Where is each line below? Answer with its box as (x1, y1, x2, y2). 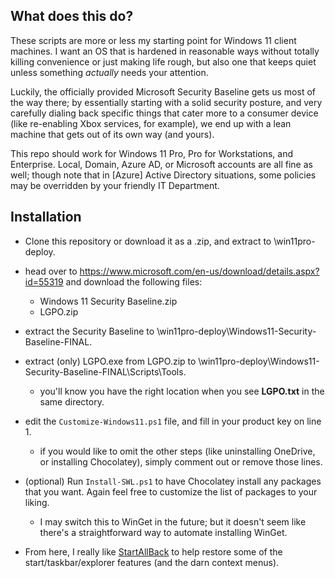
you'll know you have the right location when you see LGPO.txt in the (39, 385, 325, 397)
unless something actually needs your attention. (10, 66, 209, 78)
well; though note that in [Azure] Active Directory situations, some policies (10, 169, 317, 181)
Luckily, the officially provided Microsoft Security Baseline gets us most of (10, 85, 316, 98)
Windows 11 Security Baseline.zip (39, 295, 178, 307)
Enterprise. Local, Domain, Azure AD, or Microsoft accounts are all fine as (10, 158, 313, 170)
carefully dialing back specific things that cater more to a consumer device (10, 107, 319, 119)
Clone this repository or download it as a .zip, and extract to (24, 235, 272, 247)
